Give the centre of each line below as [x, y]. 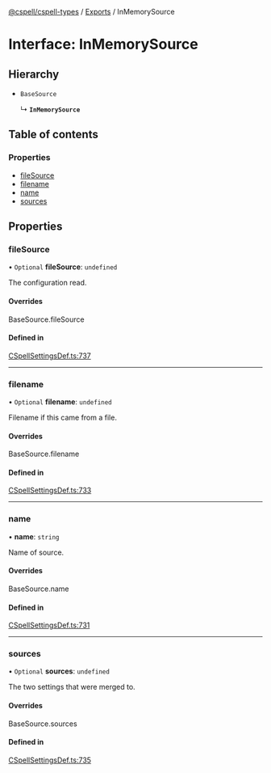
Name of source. [36, 552]
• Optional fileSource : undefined [63, 267]
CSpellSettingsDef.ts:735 [50, 760]
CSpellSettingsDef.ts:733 [50, 490]
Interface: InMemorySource [104, 44]
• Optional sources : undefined [59, 671]
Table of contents [53, 135]
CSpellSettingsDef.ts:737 [50, 356]
